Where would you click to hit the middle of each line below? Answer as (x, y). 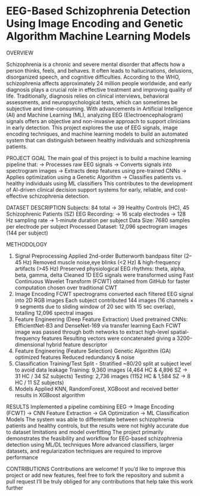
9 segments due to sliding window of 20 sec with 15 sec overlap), (95, 306)
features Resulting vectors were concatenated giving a (108, 338)
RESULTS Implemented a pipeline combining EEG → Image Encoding (90, 407)
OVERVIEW (20, 52)
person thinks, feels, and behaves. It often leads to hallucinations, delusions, (100, 70)
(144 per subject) (27, 233)
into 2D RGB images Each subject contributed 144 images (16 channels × (104, 300)
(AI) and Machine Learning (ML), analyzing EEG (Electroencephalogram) (95, 115)
